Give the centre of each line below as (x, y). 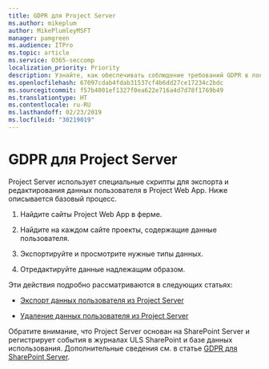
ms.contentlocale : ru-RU (50, 105)
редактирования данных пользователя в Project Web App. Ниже (118, 190)
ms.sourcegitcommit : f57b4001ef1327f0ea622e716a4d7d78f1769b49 (116, 90)
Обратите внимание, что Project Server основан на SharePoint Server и (129, 331)
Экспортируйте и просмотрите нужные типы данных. (112, 254)
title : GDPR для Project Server (62, 16)
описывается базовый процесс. (63, 199)
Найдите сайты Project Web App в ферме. (91, 214)
